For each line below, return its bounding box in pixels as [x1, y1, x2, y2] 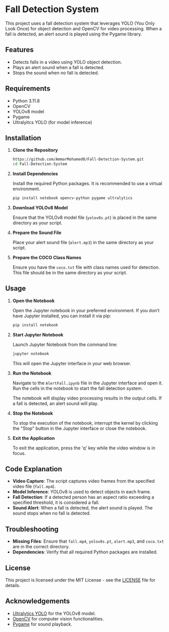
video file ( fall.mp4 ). [12, 483, 56, 490]
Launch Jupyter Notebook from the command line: [12, 341, 118, 348]
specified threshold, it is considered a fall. [12, 499, 100, 505]
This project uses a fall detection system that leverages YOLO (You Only [5, 20, 155, 26]
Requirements [5, 84, 50, 93]
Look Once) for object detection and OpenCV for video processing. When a [5, 25, 162, 31]
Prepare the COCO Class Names [12, 255, 82, 260]
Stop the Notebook [12, 410, 53, 416]
